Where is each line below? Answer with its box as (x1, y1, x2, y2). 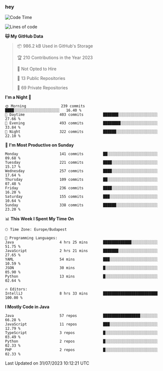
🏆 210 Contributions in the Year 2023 (17, 55, 93, 60)
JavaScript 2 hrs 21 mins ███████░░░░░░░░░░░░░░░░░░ (5, 249, 158, 254)
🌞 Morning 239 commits (5, 104, 85, 109)
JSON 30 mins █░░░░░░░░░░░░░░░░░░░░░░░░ (5, 266, 158, 271)
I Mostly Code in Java (5, 304, 50, 310)
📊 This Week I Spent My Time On (5, 216, 74, 222)
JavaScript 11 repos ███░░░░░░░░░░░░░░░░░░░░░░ (5, 322, 158, 327)
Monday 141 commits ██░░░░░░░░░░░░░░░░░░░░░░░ (5, 152, 158, 156)
